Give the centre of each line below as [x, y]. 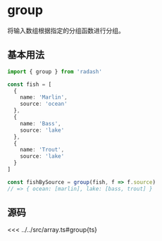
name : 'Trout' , [42, 150]
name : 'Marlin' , [44, 97]
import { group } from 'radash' [55, 72]
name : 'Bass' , [40, 123]
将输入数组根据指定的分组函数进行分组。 [66, 30]
